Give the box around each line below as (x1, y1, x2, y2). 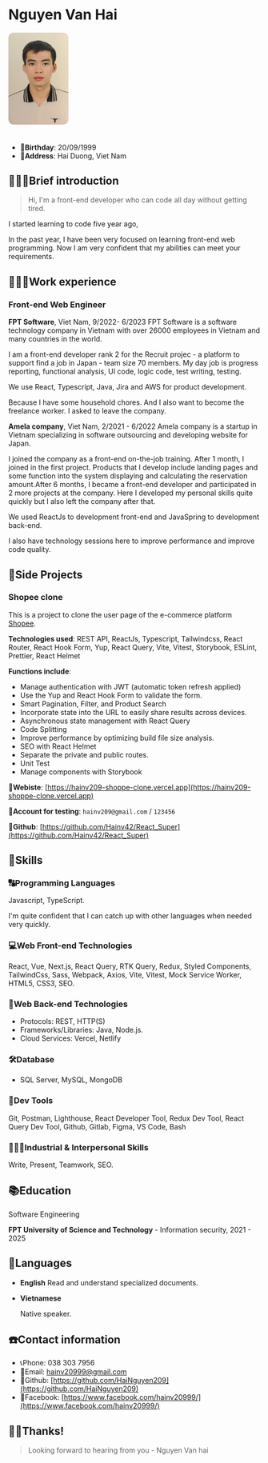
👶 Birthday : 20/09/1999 (19, 142, 97, 152)
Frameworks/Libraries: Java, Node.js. (19, 1025, 144, 1035)
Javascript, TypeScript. (8, 896, 86, 905)
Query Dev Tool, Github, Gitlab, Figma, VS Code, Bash (8, 1121, 186, 1131)
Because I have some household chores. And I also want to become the (8, 398, 245, 407)
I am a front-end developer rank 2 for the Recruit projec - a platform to (8, 350, 240, 359)
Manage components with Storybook (19, 766, 142, 777)
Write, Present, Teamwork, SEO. (8, 1160, 114, 1169)
